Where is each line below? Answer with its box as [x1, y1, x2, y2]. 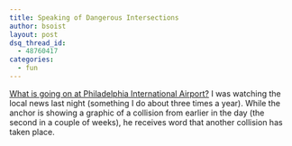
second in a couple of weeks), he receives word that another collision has [9, 116, 283, 127]
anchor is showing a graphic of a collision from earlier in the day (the [9, 107, 265, 118]
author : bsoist [9, 22, 67, 31]
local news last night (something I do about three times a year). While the [9, 97, 281, 108]
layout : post [9, 30, 59, 39]
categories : [9, 55, 54, 64]
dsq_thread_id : [9, 38, 67, 48]
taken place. [9, 126, 56, 137]
